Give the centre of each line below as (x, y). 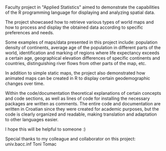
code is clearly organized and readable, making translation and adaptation (81, 114)
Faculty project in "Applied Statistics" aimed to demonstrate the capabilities (83, 7)
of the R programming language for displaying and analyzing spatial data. (80, 12)
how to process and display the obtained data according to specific (74, 27)
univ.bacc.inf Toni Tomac (31, 144)
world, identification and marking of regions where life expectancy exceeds (83, 53)
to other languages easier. (32, 119)
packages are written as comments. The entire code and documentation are (83, 104)
